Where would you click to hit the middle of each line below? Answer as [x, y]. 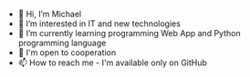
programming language [62, 43]
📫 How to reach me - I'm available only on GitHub [113, 63]
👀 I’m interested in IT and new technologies [99, 24]
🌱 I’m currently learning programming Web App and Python [129, 33]
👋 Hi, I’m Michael [50, 14]
